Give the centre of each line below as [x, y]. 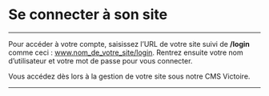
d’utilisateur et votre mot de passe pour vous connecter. [100, 60]
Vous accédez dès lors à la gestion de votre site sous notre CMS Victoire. [129, 76]
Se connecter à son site [88, 15]
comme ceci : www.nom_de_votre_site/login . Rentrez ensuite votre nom [126, 52]
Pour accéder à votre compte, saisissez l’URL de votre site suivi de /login [129, 44]
